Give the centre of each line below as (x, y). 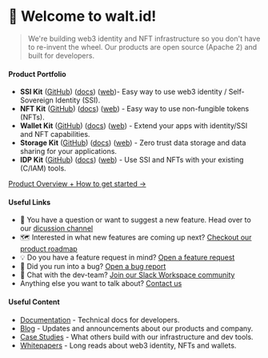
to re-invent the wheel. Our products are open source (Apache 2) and (142, 46)
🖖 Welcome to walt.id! (82, 16)
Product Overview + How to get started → (77, 184)
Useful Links (30, 202)
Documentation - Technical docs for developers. (100, 320)
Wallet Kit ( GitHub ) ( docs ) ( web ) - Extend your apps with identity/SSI (134, 126)
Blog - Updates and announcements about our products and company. (136, 328)
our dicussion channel (56, 228)
